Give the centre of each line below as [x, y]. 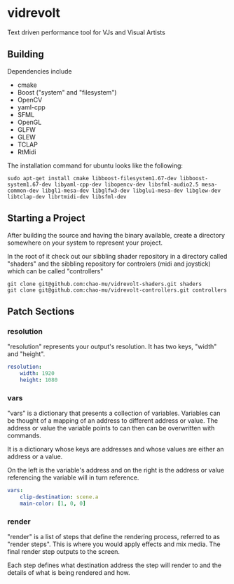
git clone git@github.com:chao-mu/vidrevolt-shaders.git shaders [104, 284]
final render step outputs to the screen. [64, 552]
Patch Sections [41, 311]
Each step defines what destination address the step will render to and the [115, 565]
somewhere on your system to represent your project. [85, 243]
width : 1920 [37, 374]
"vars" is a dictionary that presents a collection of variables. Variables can [114, 413]
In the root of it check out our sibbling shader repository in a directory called [117, 256]
